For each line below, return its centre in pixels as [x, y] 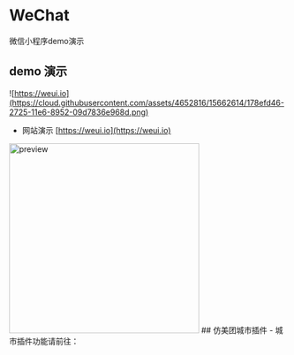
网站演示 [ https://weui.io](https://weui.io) [96, 130]
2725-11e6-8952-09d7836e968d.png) [79, 112]
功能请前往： [56, 341]
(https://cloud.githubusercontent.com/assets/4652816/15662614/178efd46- [147, 102]
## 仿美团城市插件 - [237, 330]
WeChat [39, 15]
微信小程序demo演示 [47, 41]
